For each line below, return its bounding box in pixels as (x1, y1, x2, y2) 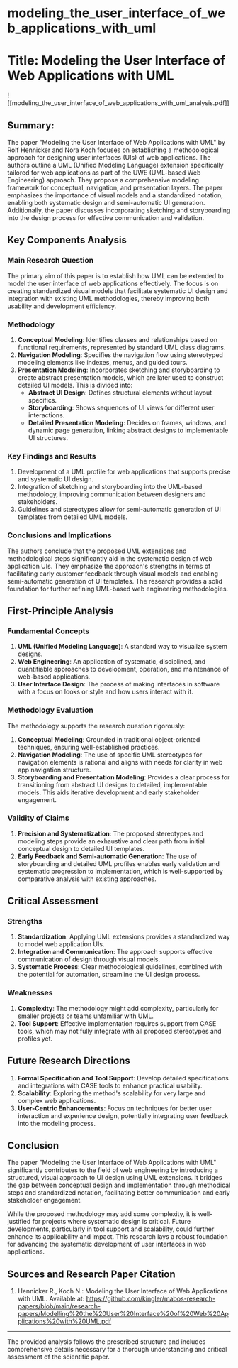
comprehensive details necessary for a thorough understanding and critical (7, 1345, 227, 1354)
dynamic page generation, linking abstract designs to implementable (28, 426, 229, 434)
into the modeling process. (17, 1119, 96, 1127)
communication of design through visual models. (17, 955, 161, 963)
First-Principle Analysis (7, 605, 114, 617)
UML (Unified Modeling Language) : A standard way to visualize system (17, 642, 228, 651)
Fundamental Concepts (7, 626, 90, 636)
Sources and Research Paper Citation (7, 1268, 176, 1280)
